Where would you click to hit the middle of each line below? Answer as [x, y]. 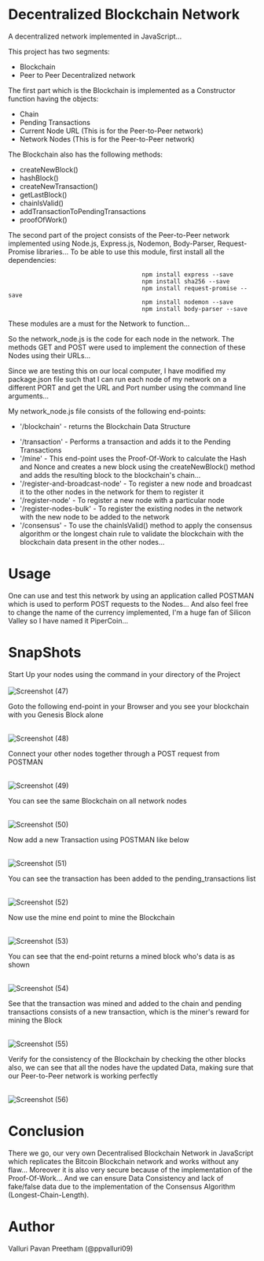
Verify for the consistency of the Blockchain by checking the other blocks [127, 1059]
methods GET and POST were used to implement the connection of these [127, 347]
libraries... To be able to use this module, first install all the [131, 251]
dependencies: [32, 260]
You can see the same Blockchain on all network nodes [97, 801]
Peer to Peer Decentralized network [77, 75]
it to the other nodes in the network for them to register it [112, 492]
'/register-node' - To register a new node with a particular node [122, 500]
